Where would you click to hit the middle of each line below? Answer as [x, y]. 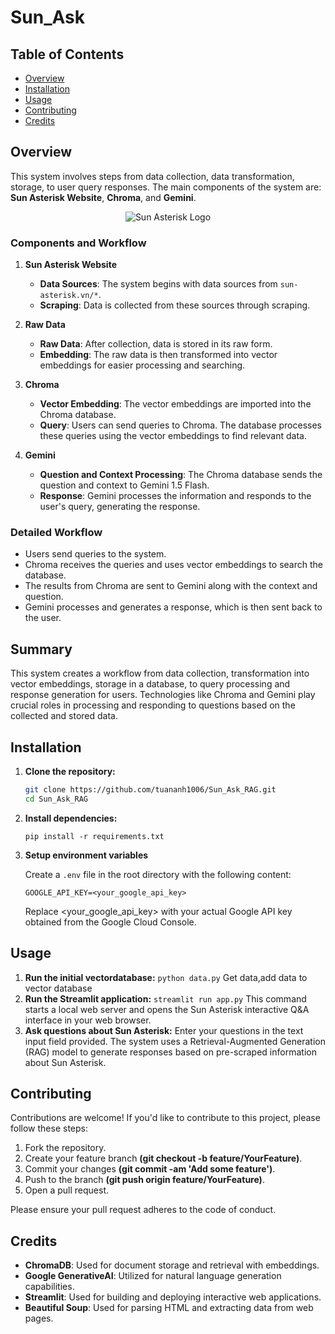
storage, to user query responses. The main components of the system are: [166, 187]
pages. [39, 1318]
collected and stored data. [64, 716]
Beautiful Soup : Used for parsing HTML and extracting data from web [169, 1308]
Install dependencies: [71, 818]
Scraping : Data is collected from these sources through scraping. [175, 305]
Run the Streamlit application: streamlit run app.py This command [165, 998]
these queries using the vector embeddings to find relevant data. [173, 436]
